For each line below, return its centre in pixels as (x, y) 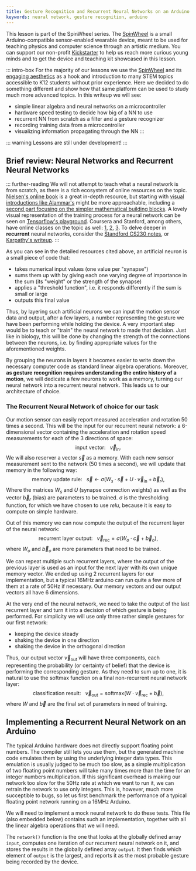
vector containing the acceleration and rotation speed (101, 432)
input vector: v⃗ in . (98, 448)
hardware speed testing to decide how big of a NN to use (84, 113)
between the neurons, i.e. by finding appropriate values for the (81, 343)
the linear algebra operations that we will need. (63, 825)
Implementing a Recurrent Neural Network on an (96, 722)
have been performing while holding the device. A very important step (90, 324)
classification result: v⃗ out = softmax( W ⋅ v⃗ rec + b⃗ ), (98, 694)
